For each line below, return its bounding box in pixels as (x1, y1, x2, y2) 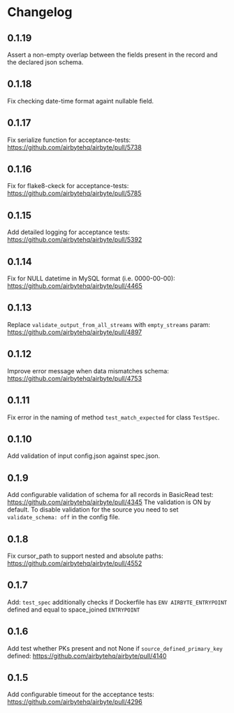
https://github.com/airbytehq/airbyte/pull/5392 (7, 236, 142, 244)
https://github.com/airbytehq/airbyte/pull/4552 (7, 559, 142, 567)
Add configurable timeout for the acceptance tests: (7, 690, 155, 699)
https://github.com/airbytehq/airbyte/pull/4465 (7, 282, 143, 290)
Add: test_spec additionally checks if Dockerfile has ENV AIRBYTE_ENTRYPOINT (7, 598, 228, 606)
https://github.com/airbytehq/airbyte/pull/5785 (7, 189, 142, 198)
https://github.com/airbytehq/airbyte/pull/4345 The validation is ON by (7, 498, 211, 507)
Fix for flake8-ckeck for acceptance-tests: (7, 182, 129, 190)
